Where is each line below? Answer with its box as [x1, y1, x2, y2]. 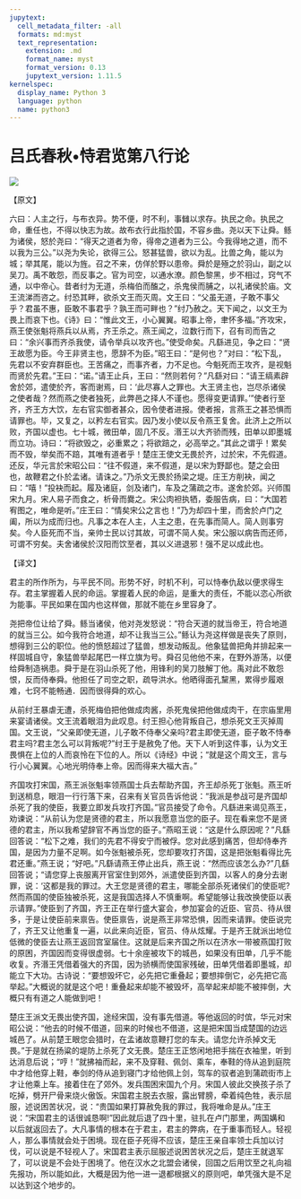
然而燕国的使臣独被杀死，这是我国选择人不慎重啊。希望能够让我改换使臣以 [9, 891, 284, 902]
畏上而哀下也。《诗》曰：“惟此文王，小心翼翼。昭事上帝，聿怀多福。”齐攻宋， [9, 315, 291, 326]
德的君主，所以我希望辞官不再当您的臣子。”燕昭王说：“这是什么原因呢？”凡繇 [9, 824, 291, 835]
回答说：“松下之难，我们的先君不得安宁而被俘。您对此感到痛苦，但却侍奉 [9, 836, 280, 847]
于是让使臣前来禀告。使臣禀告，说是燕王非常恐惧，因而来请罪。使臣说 [24, 914, 284, 925]
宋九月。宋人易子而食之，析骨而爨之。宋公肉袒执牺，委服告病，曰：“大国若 [9, 494, 288, 505]
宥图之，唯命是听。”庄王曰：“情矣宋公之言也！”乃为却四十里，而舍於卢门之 [9, 505, 283, 516]
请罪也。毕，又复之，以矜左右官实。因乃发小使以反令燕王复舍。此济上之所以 [9, 415, 292, 426]
